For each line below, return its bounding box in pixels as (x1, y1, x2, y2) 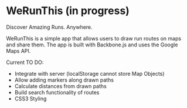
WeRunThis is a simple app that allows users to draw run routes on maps (6, 35, 182, 42)
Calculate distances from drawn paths (14, 82, 107, 89)
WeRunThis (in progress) (6, 4, 130, 18)
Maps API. (6, 47, 31, 54)
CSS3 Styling (14, 95, 47, 102)
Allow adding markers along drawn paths (14, 76, 114, 83)
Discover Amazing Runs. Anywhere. (6, 23, 93, 31)
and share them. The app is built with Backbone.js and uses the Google (6, 41, 178, 48)
